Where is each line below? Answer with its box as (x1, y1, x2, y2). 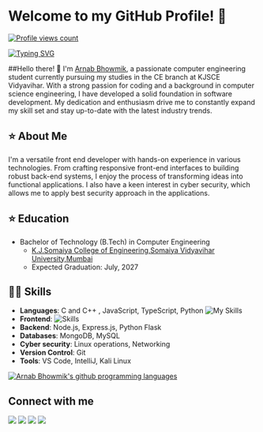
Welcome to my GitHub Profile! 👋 (8, 7, 227, 25)
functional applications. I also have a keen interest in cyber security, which (8, 179, 251, 189)
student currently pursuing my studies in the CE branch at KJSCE (8, 72, 221, 81)
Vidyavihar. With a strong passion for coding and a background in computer (8, 81, 255, 90)
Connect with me (8, 394, 95, 408)
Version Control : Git (19, 347, 86, 358)
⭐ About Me (8, 130, 68, 143)
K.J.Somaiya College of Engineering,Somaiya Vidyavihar (31, 245, 216, 255)
